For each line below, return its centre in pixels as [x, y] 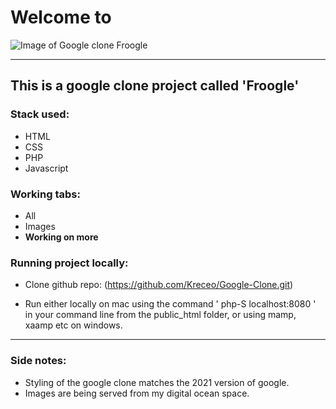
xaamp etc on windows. [73, 325]
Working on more [61, 237]
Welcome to [61, 17]
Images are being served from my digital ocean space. [137, 393]
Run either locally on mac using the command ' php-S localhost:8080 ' [170, 304]
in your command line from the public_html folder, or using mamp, [160, 315]
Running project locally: [69, 263]
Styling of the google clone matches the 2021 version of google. [157, 382]
